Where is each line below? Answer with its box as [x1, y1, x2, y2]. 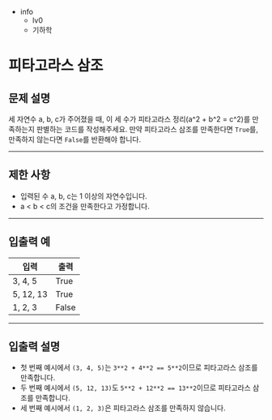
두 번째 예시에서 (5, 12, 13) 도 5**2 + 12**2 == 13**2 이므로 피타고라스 [19, 383, 251, 392]
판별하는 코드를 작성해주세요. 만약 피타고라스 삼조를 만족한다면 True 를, [36, 125, 259, 134]
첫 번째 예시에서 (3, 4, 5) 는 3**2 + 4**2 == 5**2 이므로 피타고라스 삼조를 [19, 362, 258, 372]
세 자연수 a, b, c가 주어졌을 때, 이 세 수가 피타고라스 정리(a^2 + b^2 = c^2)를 [8, 114, 251, 124]
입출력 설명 [8, 340, 61, 354]
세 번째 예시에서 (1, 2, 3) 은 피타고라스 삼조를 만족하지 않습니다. [19, 403, 226, 413]
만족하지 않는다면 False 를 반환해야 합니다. [8, 135, 142, 144]
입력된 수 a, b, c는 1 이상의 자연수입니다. [19, 191, 147, 201]
